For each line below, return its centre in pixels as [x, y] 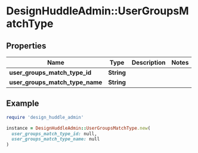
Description [148, 62]
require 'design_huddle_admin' [45, 117]
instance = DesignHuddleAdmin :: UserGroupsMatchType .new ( [78, 128]
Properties [26, 46]
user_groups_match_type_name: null [56, 139]
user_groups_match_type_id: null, [54, 134]
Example [23, 104]
